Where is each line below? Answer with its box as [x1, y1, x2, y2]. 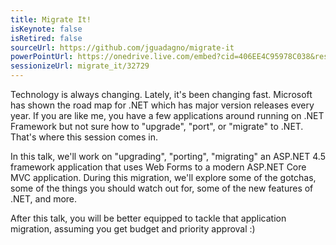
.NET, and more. [10, 193, 78, 205]
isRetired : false [10, 33, 83, 43]
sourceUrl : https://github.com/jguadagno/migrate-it [10, 42, 235, 53]
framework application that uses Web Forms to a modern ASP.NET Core [10, 161, 307, 173]
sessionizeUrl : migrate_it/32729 [10, 61, 150, 71]
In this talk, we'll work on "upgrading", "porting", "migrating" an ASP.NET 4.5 [10, 151, 326, 162]
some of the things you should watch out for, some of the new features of [10, 182, 314, 194]
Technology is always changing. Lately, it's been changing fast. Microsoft [10, 89, 313, 100]
